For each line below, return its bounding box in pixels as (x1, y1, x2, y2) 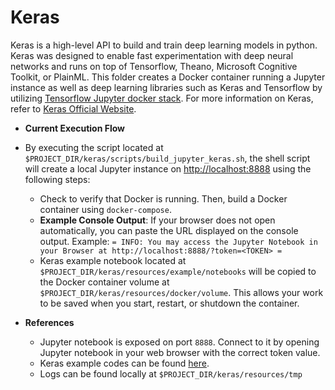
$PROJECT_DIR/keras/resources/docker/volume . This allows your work (39, 286, 324, 298)
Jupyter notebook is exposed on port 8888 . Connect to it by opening (39, 336, 320, 348)
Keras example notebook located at (39, 254, 187, 266)
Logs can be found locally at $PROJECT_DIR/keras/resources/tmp (39, 367, 303, 380)
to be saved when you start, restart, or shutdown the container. (39, 297, 300, 309)
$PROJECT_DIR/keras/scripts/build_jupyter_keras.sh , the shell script (24, 152, 311, 164)
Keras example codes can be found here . (39, 357, 210, 369)
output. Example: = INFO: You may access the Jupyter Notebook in (39, 235, 318, 247)
